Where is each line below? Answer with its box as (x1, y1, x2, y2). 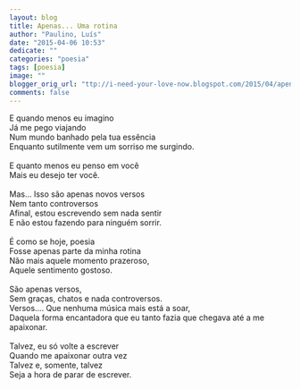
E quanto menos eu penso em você (9, 160, 140, 171)
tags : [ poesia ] (9, 63, 66, 72)
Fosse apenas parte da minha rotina (9, 245, 141, 256)
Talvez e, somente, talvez (9, 359, 103, 370)
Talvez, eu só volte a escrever (9, 341, 120, 351)
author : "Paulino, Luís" (9, 30, 102, 38)
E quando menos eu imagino (9, 113, 114, 123)
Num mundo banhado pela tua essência (9, 131, 156, 142)
